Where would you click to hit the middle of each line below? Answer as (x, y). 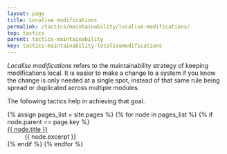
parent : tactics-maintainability (55, 40)
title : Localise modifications (52, 20)
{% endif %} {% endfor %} (45, 144)
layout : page (26, 14)
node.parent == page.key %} (48, 122)
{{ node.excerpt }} (51, 137)
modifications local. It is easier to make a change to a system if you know (111, 73)
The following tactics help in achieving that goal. (76, 101)
